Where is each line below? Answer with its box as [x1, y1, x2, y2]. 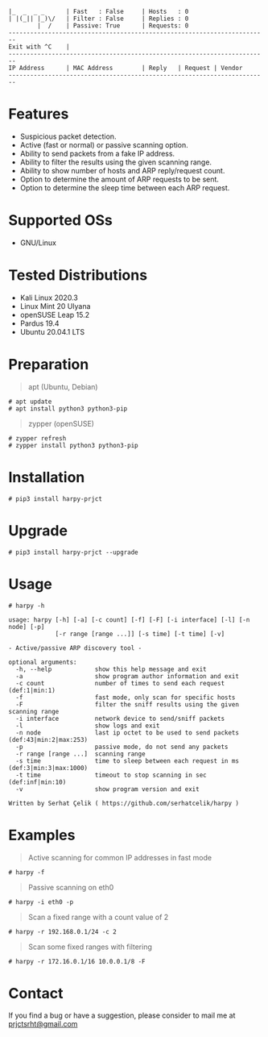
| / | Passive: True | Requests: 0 [37, 22, 189, 30]
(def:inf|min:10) [8, 778, 67, 786]
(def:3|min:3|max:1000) [8, 764, 89, 772]
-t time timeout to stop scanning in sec [15, 771, 207, 779]
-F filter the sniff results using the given [15, 700, 240, 709]
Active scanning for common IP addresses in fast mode [27, 852, 212, 862]
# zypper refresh [8, 434, 67, 443]
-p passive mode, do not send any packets [15, 743, 229, 751]
